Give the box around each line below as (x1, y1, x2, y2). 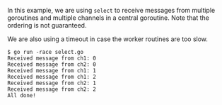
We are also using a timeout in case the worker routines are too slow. (7, 35, 209, 43)
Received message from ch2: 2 (7, 86, 97, 93)
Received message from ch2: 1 (7, 79, 97, 87)
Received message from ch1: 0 (7, 55, 97, 62)
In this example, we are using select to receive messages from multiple (7, 6, 216, 14)
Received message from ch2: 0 (7, 61, 97, 68)
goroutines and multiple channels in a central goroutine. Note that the (7, 13, 210, 22)
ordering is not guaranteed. (7, 21, 87, 29)
